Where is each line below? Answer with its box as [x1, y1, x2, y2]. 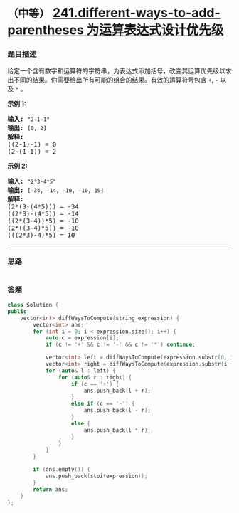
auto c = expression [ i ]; [45, 334, 119, 342]
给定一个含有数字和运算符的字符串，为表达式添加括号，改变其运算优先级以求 [7, 67, 232, 75]
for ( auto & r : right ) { [58, 374, 132, 381]
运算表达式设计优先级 [99, 22, 224, 38]
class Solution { [7, 302, 59, 309]
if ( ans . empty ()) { [33, 466, 91, 473]
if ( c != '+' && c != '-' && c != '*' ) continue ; [45, 341, 196, 349]
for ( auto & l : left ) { [45, 367, 116, 374]
